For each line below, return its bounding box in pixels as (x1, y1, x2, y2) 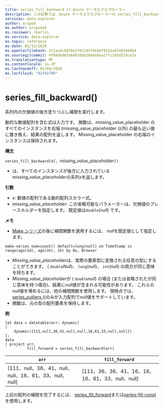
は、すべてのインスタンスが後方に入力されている (12, 168, 110, 174)
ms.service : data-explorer (5, 35, 60, 40)
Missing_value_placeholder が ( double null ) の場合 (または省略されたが (12, 275, 152, 282)
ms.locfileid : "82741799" (5, 71, 58, 76)
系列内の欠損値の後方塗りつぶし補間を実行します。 (5, 109, 107, 115)
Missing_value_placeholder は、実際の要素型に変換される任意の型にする (12, 257, 157, 263)
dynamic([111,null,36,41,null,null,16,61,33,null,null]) (14, 329, 132, 334)
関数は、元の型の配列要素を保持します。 (12, 300, 94, 306)
